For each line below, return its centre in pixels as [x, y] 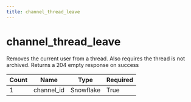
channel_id [49, 90]
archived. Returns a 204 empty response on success [73, 65]
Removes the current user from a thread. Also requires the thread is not [96, 59]
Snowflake [85, 90]
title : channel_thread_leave [43, 12]
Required [120, 80]
